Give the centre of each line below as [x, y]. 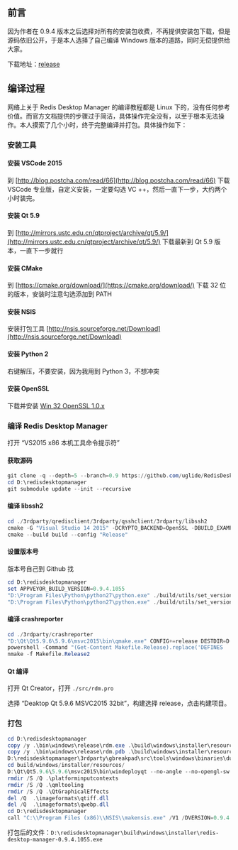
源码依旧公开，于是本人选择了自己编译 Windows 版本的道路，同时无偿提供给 [119, 40]
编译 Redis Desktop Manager [58, 426]
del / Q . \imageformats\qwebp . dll [58, 805]
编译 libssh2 [25, 506]
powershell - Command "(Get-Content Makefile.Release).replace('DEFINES [115, 648]
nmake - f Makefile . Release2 [49, 654]
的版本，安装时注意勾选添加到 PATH [59, 294]
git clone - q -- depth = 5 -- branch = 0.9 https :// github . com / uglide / [106, 476]
